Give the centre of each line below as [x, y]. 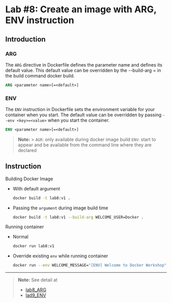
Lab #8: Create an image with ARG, [81, 9]
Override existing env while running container [60, 256]
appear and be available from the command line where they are [85, 145]
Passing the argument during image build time [60, 208]
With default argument [36, 188]
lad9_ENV [36, 295]
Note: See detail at [38, 280]
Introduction [26, 39]
